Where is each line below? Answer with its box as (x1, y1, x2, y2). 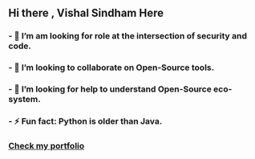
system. (8, 94, 42, 105)
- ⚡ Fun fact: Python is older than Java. (8, 116, 163, 127)
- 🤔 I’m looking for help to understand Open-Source (8, 84, 212, 95)
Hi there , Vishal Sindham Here (8, 6, 164, 20)
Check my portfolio (8, 141, 85, 151)
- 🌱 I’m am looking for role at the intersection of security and (8, 31, 247, 42)
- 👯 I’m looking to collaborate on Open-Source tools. (8, 62, 215, 73)
